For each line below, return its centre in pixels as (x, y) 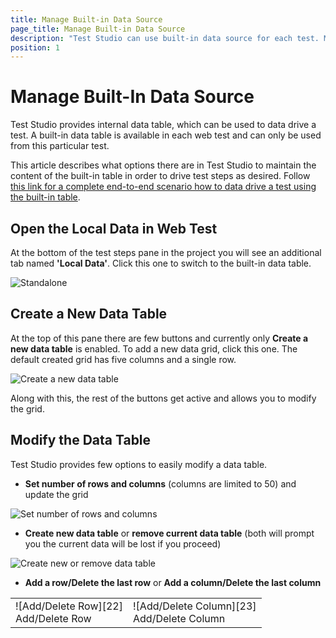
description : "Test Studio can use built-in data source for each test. (165, 38)
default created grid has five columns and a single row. (123, 359)
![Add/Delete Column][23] (195, 606)
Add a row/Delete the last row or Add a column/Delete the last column (173, 582)
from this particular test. (60, 146)
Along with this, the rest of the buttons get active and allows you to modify (163, 398)
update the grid (56, 494)
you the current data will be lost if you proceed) (123, 543)
